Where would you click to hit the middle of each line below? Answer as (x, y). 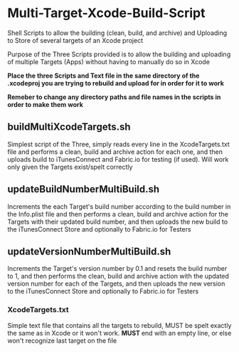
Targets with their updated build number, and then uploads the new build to (118, 222)
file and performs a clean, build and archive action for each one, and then (115, 152)
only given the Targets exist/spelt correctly (70, 167)
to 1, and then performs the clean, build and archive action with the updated (118, 276)
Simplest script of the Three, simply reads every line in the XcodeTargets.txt (118, 144)
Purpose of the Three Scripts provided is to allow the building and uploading (119, 54)
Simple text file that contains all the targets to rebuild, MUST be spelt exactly (119, 325)
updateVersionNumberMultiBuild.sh (89, 251)
